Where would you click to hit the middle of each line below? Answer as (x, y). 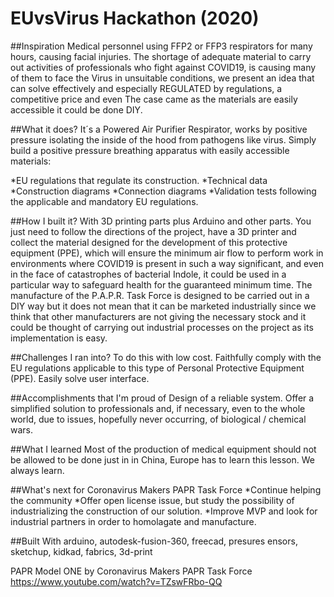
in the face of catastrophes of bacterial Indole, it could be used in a (148, 274)
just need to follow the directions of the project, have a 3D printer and (153, 231)
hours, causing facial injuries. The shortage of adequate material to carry (161, 56)
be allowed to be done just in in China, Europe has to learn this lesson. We (162, 459)
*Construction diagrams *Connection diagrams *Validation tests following (163, 191)
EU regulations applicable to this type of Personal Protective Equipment (157, 368)
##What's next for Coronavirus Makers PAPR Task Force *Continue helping (166, 489)
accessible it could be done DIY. (76, 109)
